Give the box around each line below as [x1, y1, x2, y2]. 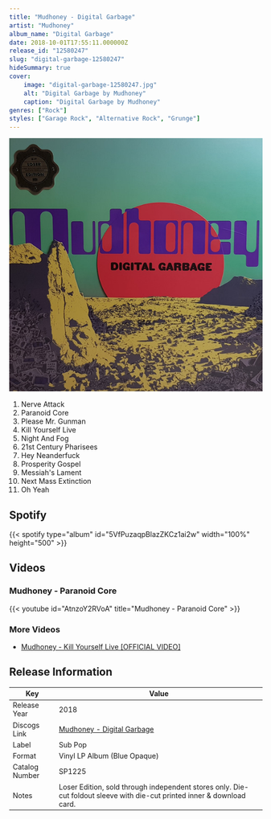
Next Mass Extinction [20, 477, 92, 486]
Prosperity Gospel [20, 459, 81, 469]
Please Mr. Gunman [20, 416, 87, 426]
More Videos [9, 624, 61, 635]
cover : [9, 72, 31, 80]
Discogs [12, 720, 40, 730]
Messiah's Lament [20, 468, 82, 477]
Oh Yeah [20, 485, 50, 494]
